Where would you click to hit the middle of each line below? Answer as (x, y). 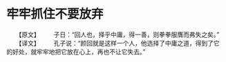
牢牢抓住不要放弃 (55, 14)
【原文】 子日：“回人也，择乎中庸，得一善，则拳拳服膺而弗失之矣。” (119, 34)
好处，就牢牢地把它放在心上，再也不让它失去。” (79, 52)
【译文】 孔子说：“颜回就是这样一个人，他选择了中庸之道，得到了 (116, 43)
